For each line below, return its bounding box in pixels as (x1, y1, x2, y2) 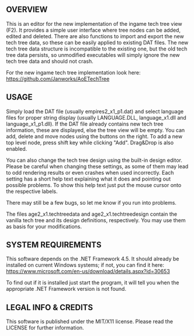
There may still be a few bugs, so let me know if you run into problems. (6, 199, 177, 206)
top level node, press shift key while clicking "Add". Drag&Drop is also (6, 139, 174, 146)
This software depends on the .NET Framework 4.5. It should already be (6, 255, 179, 263)
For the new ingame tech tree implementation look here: (6, 69, 141, 76)
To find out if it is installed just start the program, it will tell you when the (6, 279, 179, 286)
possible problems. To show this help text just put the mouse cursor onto (6, 181, 182, 188)
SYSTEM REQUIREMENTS (6, 240, 102, 250)
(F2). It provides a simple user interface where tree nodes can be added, (6, 26, 181, 33)
